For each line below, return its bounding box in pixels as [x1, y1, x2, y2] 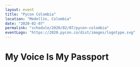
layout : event [5, 7, 35, 12]
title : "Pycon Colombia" [5, 12, 56, 17]
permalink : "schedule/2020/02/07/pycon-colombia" [5, 26, 109, 31]
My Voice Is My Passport [5, 51, 109, 63]
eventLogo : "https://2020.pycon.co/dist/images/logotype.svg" [5, 30, 136, 35]
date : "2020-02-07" [5, 21, 45, 26]
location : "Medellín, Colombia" [5, 16, 71, 21]
